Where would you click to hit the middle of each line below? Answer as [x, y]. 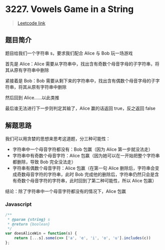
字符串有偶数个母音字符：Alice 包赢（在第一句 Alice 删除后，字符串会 [83, 168]
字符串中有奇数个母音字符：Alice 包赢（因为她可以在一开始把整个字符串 [86, 155]
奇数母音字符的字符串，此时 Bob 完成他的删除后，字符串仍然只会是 [86, 174]
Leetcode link [31, 23]
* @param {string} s [29, 219]
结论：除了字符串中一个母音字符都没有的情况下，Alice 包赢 [66, 191]
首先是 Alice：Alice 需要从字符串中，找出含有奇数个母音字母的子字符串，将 [82, 64]
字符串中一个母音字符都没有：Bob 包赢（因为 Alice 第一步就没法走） [83, 149]
